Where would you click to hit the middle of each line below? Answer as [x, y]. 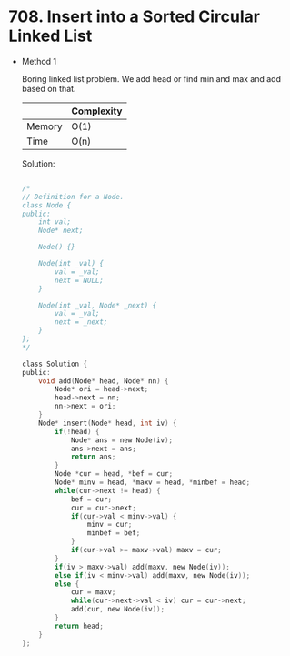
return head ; [79, 626]
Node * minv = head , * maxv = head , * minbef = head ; [153, 483]
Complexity [97, 111]
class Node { [46, 205]
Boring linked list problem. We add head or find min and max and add [151, 78]
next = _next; [81, 322]
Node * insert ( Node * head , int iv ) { [108, 423]
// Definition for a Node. [73, 197]
